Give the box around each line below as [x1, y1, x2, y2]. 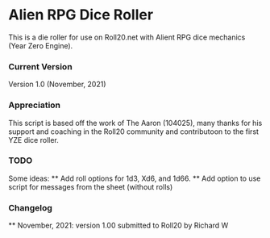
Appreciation [8, 99, 61, 111]
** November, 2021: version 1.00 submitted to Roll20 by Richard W [8, 220, 229, 231]
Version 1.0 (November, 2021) [8, 79, 106, 90]
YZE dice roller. [8, 135, 59, 144]
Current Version [8, 61, 73, 72]
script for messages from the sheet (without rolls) [8, 182, 173, 191]
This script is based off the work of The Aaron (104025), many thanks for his [8, 118, 263, 127]
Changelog [8, 202, 52, 213]
